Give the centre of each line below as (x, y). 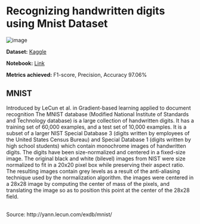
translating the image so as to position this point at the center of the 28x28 (98, 190)
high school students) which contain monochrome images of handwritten (96, 146)
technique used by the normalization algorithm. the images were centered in (100, 178)
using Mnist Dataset (57, 24)
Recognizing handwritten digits (86, 11)
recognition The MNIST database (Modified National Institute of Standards (98, 114)
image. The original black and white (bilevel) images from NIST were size (96, 158)
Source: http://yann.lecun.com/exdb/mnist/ (59, 214)
